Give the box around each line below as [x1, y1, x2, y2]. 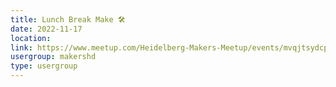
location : [10, 33, 52, 43]
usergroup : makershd [10, 52, 97, 62]
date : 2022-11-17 [10, 24, 83, 34]
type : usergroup [10, 61, 78, 71]
